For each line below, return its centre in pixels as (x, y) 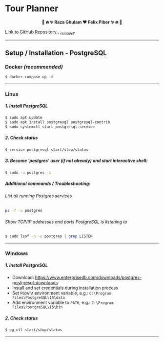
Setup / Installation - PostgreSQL (56, 53)
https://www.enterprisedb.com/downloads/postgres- (88, 277)
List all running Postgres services (39, 196)
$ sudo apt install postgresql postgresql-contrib (58, 122)
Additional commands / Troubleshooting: (48, 183)
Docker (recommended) (34, 67)
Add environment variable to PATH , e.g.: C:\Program (63, 302)
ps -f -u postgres (24, 211)
